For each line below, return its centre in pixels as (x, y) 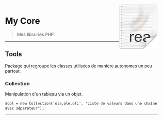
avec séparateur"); (25, 108)
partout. (13, 71)
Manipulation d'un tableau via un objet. (44, 94)
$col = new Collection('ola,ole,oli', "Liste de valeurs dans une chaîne (81, 104)
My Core (23, 21)
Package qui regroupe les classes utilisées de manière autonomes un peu (79, 66)
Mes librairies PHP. (36, 34)
